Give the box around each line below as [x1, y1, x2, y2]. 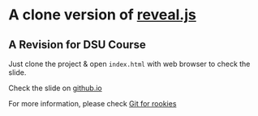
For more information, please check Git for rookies [8, 99, 177, 108]
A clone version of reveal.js [8, 6, 196, 24]
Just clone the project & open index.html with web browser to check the [8, 59, 251, 68]
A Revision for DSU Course [8, 38, 146, 52]
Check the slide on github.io [8, 83, 103, 93]
